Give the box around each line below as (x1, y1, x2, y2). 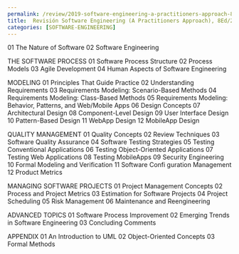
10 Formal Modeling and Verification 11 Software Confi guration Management (7, 161, 232, 169)
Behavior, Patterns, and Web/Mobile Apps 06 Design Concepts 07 (7, 101, 201, 110)
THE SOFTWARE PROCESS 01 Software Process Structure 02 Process (7, 57, 213, 66)
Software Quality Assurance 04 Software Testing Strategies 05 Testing (7, 138, 215, 146)
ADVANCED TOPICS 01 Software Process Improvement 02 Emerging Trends (7, 211, 230, 220)
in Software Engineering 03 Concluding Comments (7, 218, 156, 227)
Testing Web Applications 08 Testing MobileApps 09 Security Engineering (7, 153, 224, 161)
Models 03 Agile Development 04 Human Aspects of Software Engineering (7, 65, 227, 73)
